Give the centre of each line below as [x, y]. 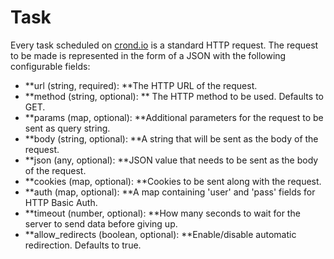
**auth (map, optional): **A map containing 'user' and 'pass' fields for [170, 192]
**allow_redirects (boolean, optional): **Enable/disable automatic [160, 234]
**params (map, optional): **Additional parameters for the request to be [174, 117]
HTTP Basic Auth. [61, 202]
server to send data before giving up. [101, 223]
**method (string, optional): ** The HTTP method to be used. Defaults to [174, 96]
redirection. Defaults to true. [83, 245]
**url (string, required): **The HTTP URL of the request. [141, 85]
